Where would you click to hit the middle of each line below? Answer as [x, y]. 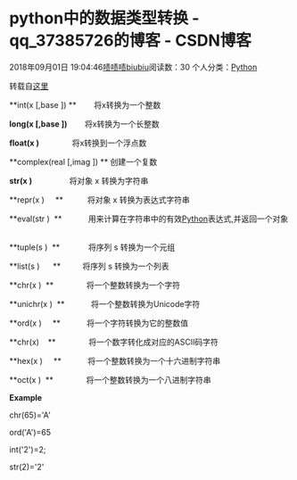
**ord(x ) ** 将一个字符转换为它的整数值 [99, 323]
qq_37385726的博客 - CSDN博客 [131, 41]
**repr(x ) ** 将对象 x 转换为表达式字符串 [99, 199]
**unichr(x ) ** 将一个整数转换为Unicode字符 [105, 303]
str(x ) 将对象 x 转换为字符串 [79, 180]
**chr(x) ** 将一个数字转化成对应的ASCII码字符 [114, 342]
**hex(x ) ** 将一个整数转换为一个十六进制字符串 [115, 360]
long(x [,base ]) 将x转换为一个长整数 [84, 124]
